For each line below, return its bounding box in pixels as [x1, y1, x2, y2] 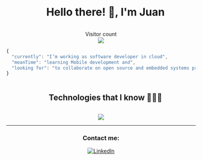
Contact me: [82, 134, 120, 143]
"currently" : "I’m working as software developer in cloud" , [11, 54, 168, 60]
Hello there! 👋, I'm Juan [46, 5, 165, 19]
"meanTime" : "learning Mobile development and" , [11, 59, 136, 66]
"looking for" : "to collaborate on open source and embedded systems [11, 65, 189, 71]
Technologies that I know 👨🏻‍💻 [49, 92, 162, 102]
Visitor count [85, 30, 117, 37]
